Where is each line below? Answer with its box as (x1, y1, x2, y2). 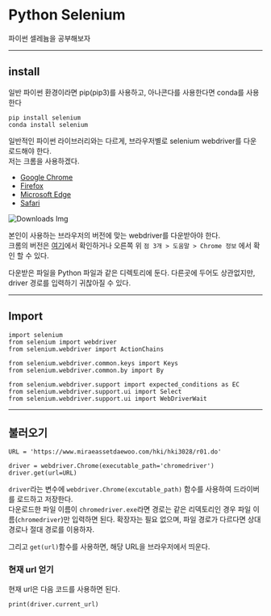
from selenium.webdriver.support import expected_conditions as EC (8, 380, 240, 389)
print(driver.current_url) (8, 600, 99, 608)
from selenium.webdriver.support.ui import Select (8, 387, 182, 395)
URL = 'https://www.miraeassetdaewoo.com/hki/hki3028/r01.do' (8, 448, 222, 456)
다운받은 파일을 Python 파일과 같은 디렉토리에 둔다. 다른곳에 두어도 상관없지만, (8, 268, 256, 277)
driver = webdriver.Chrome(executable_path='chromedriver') (8, 462, 215, 470)
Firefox (19, 180, 44, 191)
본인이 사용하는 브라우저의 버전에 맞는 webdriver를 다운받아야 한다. (8, 230, 220, 240)
